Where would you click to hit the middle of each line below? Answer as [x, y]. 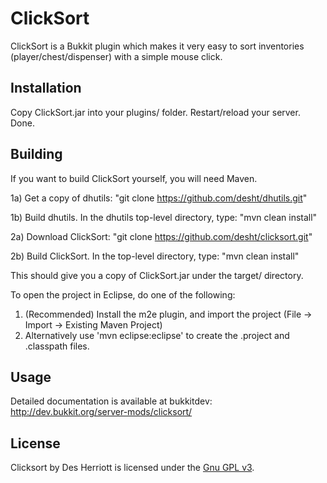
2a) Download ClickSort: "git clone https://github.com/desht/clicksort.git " [161, 236]
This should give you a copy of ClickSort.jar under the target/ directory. [157, 275]
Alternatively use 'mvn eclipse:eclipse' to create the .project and [157, 335]
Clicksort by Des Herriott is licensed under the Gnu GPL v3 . [132, 468]
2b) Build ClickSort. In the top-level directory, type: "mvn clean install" [155, 256]
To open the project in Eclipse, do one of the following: [123, 294]
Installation [46, 88]
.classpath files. [57, 346]
